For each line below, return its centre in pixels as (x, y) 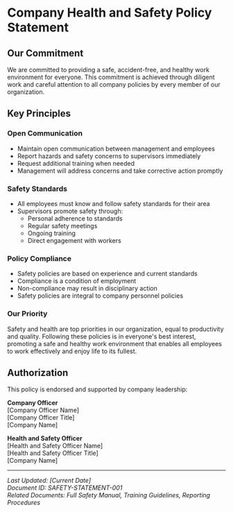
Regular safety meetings (62, 225)
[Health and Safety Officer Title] (53, 453)
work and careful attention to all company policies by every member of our (114, 84)
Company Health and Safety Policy (110, 13)
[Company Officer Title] (41, 418)
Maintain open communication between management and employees (116, 148)
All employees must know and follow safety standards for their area (113, 203)
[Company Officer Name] (43, 410)
